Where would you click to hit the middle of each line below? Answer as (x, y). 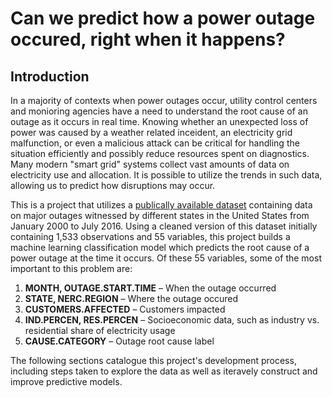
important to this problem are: (71, 268)
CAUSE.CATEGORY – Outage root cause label (119, 341)
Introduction (50, 76)
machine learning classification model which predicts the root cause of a (160, 247)
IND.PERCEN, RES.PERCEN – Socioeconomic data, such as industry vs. (172, 320)
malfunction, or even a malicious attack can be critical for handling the (155, 143)
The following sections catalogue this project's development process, (153, 360)
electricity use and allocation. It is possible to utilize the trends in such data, (166, 175)
